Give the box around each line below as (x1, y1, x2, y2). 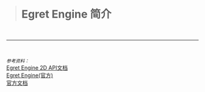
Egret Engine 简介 (21, 7, 112, 21)
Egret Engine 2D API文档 (6, 64, 68, 71)
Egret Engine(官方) (6, 71, 54, 79)
